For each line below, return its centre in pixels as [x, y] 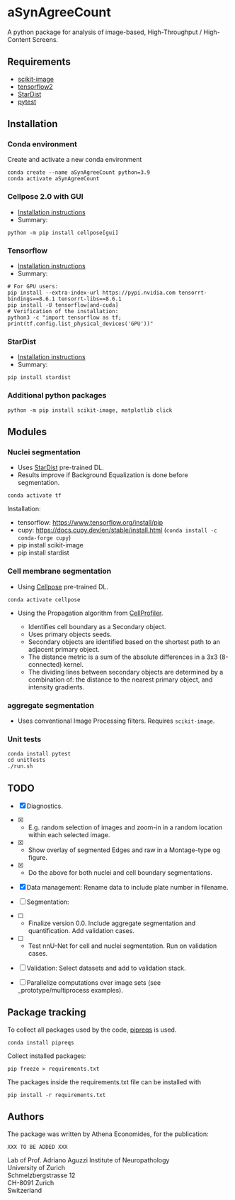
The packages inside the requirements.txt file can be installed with [104, 1082]
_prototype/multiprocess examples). [70, 991]
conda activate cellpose [44, 600]
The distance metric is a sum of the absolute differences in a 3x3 [123, 657]
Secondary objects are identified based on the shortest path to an [124, 642]
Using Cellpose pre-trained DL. [63, 587]
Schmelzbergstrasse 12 [41, 1175]
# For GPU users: [33, 287]
